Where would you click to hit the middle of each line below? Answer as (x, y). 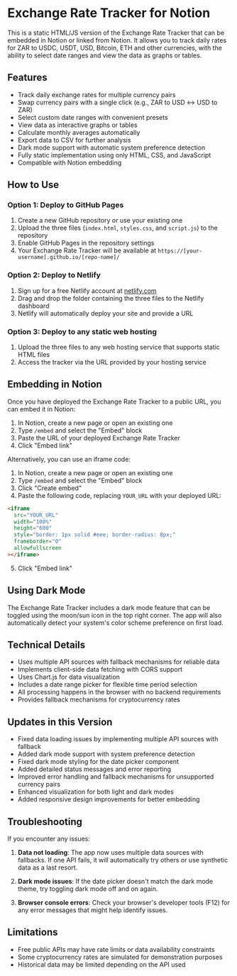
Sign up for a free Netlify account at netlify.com (87, 290)
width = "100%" (33, 522)
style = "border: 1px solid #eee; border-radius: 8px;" (95, 535)
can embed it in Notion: (42, 409)
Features (27, 78)
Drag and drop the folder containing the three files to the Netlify (111, 298)
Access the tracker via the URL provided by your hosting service (112, 362)
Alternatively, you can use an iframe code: (69, 459)
